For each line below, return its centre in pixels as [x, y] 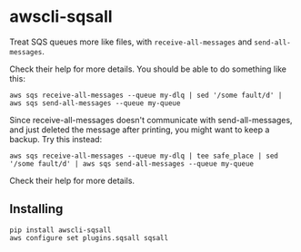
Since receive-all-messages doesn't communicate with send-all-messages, [151, 120]
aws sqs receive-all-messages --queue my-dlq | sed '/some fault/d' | [146, 95]
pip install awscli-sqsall [60, 230]
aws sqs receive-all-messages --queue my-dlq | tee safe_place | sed [144, 156]
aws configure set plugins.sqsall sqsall [89, 237]
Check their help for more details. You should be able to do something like [148, 69]
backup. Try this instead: [56, 139]
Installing [36, 209]
